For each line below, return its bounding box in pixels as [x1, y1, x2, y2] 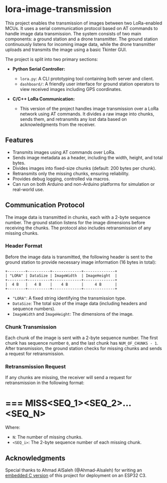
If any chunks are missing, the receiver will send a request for [5, 375, 132, 381]
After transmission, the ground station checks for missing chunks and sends [5, 346, 162, 352]
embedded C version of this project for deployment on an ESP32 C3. [5, 473, 146, 479]
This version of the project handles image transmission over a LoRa [19, 105, 159, 111]
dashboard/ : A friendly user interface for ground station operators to [19, 81, 160, 87]
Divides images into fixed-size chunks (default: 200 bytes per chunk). [12, 165, 156, 171]
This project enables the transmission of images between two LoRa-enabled [5, 20, 162, 26]
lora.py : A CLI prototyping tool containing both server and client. [19, 75, 154, 81]
